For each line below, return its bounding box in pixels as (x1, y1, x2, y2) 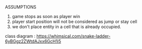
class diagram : (5, 33, 35, 39)
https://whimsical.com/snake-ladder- (36, 33, 110, 39)
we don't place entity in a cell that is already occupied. (12, 24, 121, 30)
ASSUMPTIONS (5, 4, 36, 10)
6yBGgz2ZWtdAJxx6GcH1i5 (5, 38, 62, 44)
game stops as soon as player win (12, 14, 80, 19)
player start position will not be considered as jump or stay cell (12, 19, 137, 24)
